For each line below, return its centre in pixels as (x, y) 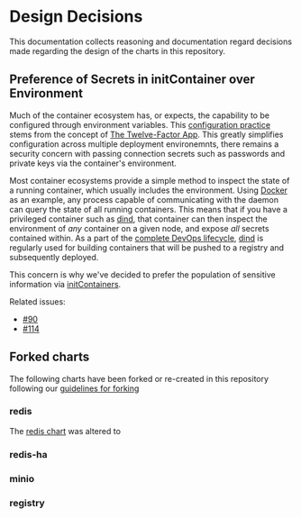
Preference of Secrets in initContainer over (132, 80)
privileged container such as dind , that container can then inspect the (138, 219)
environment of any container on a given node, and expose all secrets (139, 228)
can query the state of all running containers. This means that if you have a (149, 209)
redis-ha (28, 454)
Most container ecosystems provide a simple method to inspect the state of (150, 180)
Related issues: (37, 301)
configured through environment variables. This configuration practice (140, 124)
